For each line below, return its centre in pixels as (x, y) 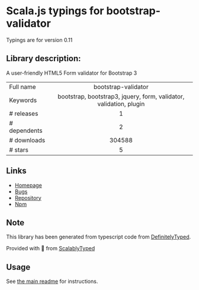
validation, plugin (121, 104)
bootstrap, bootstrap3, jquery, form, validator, (121, 96)
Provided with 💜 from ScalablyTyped (51, 248)
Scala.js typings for (55, 11)
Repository (28, 197)
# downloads (27, 140)
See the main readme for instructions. (52, 281)
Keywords (23, 100)
